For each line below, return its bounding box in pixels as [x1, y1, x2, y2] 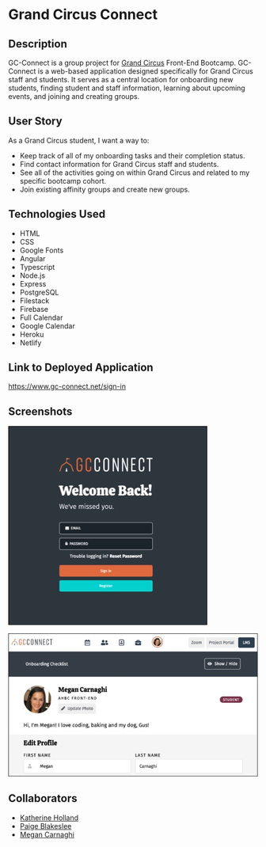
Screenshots [8, 405, 73, 418]
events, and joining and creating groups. [8, 92, 140, 101]
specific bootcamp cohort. [19, 176, 107, 185]
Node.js [19, 271, 46, 280]
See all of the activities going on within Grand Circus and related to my [19, 168, 250, 177]
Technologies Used [8, 207, 105, 221]
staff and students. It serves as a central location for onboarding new [8, 75, 234, 84]
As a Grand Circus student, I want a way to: [8, 135, 150, 145]
